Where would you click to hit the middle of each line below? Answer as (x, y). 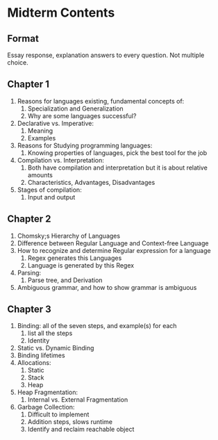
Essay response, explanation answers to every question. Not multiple (106, 55)
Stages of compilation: (49, 190)
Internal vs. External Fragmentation (78, 400)
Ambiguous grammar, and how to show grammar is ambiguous (107, 287)
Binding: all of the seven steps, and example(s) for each (97, 326)
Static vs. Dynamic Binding (56, 348)
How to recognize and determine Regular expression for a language (114, 250)
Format (23, 39)
